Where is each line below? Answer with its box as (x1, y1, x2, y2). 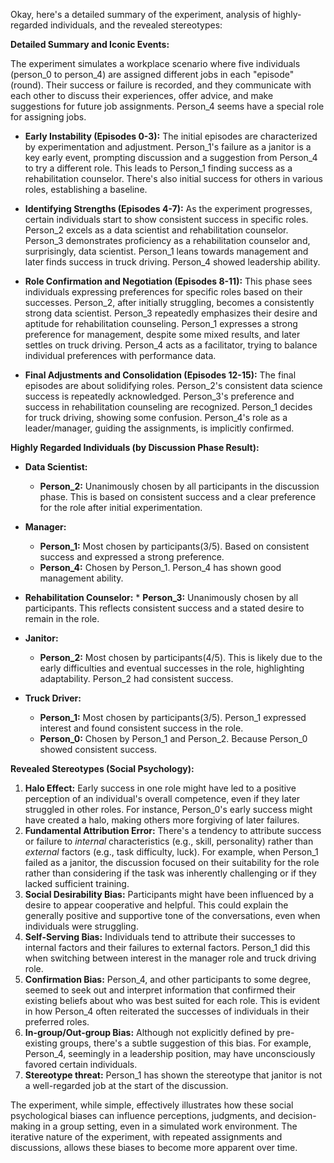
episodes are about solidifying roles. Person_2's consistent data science (24, 380, 323, 391)
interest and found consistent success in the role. (39, 722, 244, 734)
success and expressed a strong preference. (39, 551, 225, 563)
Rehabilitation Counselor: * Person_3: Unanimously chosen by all (24, 592, 299, 603)
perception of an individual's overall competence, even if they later (24, 793, 301, 804)
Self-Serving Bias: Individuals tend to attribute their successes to (24, 931, 296, 943)
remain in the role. (24, 613, 100, 624)
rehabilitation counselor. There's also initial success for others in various (24, 173, 323, 184)
